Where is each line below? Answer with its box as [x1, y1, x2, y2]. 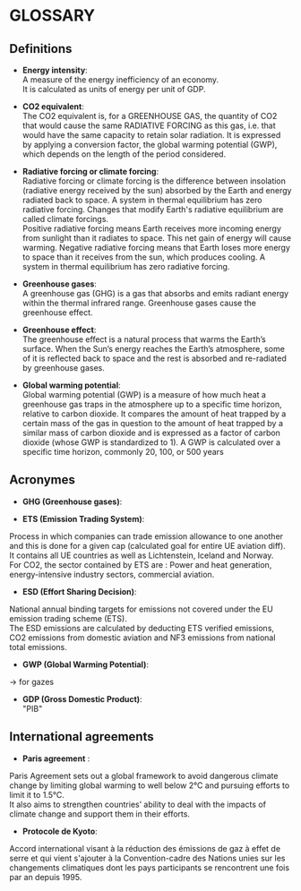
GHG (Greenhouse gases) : [21, 496, 123, 507]
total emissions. [9, 641, 67, 652]
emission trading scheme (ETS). [9, 613, 127, 623]
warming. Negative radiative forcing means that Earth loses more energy [21, 243, 291, 253]
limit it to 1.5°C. [9, 789, 64, 800]
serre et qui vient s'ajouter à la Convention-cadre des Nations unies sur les [9, 852, 286, 863]
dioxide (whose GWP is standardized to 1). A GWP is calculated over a [21, 437, 280, 448]
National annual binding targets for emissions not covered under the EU [9, 604, 273, 614]
